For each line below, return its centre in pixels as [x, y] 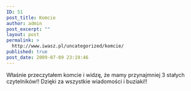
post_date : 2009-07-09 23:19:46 [47, 57]
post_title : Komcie [31, 18]
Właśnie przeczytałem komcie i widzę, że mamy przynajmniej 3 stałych [95, 75]
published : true [27, 52]
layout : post [23, 35]
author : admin [24, 23]
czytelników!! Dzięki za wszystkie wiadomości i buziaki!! [77, 81]
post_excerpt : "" [28, 29]
